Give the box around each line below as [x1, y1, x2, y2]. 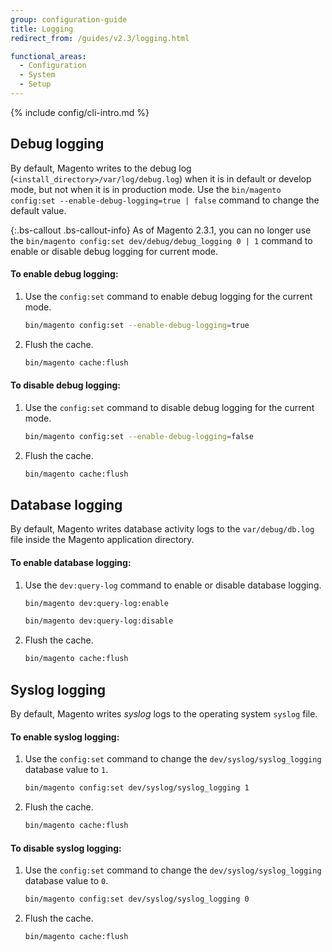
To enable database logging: [10, 557, 132, 568]
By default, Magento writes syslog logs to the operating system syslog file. [10, 708, 318, 720]
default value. [10, 204, 67, 216]
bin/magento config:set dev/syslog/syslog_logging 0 [24, 894, 250, 905]
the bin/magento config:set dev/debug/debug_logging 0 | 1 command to [10, 234, 313, 246]
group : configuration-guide [10, 14, 128, 25]
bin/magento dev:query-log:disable [24, 616, 174, 626]
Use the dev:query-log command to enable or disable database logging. [24, 579, 322, 591]
